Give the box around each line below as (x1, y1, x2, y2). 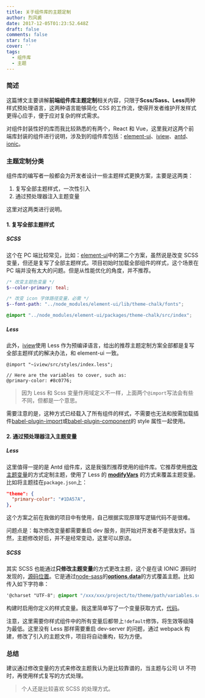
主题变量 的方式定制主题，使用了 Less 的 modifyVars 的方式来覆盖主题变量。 (6, 470, 199, 478)
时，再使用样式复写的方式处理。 (6, 672, 87, 680)
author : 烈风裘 (6, 15, 42, 21)
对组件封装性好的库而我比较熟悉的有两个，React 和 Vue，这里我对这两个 (6, 125, 189, 132)
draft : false (6, 26, 40, 32)
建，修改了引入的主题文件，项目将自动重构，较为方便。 (6, 633, 145, 640)
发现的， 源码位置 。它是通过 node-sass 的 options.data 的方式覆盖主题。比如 (6, 573, 195, 580)
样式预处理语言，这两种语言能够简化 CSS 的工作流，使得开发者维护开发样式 (6, 104, 197, 111)
